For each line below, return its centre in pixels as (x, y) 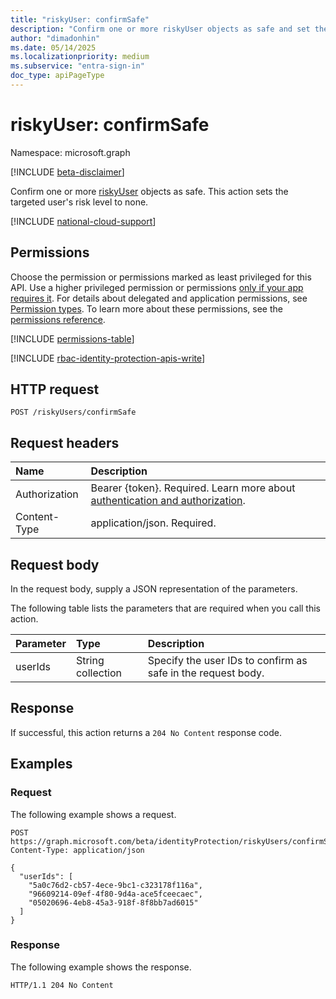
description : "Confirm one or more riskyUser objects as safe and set (160, 29)
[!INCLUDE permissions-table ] (72, 338)
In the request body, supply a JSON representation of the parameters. (154, 589)
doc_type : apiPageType (57, 76)
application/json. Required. (153, 523)
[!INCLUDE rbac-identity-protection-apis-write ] (108, 358)
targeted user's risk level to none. (79, 202)
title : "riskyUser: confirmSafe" (80, 19)
